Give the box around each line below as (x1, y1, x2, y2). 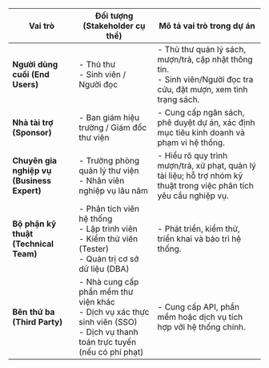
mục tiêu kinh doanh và (157, 127, 246, 138)
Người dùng (12, 59, 58, 70)
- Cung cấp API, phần (157, 301, 240, 312)
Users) (12, 79, 38, 90)
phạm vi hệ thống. (157, 137, 226, 148)
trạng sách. (157, 94, 200, 105)
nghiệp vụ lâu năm (78, 185, 148, 196)
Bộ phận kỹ (12, 218, 57, 229)
